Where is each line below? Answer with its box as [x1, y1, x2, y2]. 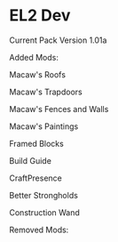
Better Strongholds [9, 190, 78, 200]
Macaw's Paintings [9, 121, 79, 132]
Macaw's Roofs [9, 69, 67, 80]
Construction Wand [9, 206, 80, 218]
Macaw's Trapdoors [9, 86, 83, 97]
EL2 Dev [9, 5, 71, 26]
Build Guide [9, 155, 51, 165]
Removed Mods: [9, 224, 69, 235]
